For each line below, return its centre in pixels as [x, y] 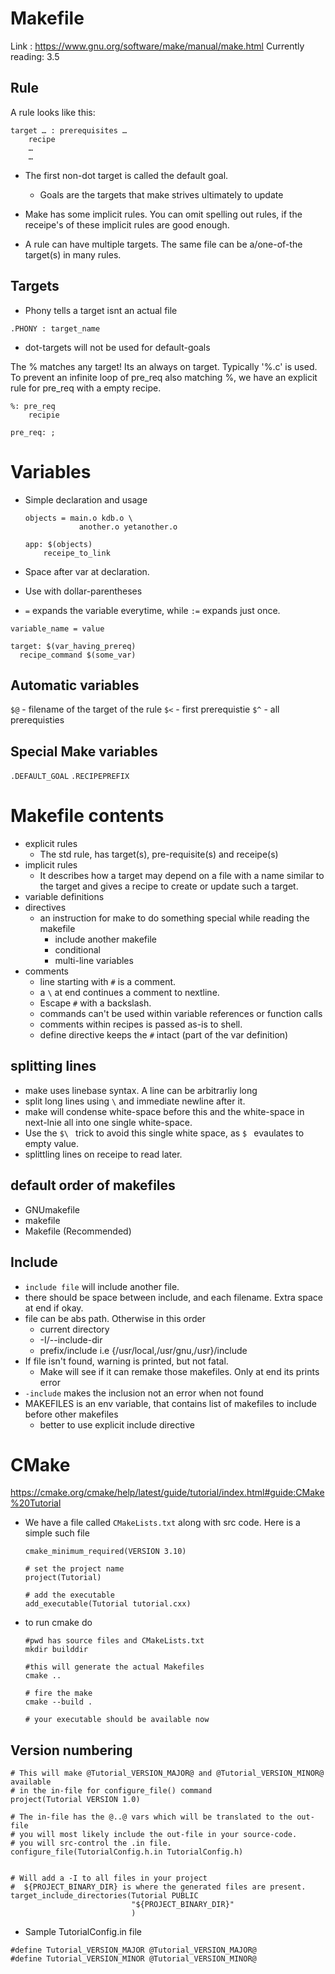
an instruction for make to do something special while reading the [174, 918]
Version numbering [71, 1750]
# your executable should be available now [117, 1720]
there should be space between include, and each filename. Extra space [173, 1297]
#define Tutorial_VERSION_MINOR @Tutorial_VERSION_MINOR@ [133, 1959]
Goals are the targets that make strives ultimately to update [161, 194]
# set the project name [74, 1569]
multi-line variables [94, 961]
